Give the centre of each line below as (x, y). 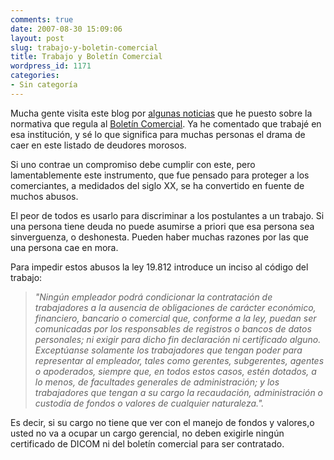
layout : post (37, 38)
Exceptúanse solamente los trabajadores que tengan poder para (168, 350)
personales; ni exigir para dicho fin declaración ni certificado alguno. (178, 339)
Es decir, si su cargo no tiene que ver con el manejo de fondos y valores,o (162, 422)
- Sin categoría (44, 85)
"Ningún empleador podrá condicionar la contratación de (153, 297)
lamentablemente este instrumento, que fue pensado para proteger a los (160, 175)
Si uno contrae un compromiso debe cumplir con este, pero (133, 164)
